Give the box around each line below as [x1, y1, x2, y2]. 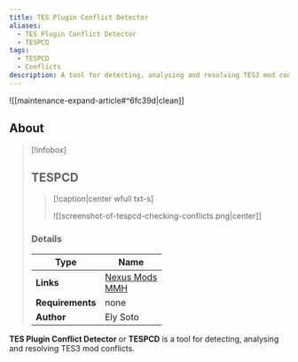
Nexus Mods [105, 271, 158, 283]
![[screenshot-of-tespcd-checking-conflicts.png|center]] [52, 210, 262, 222]
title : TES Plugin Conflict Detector [9, 12, 149, 22]
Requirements [35, 296, 97, 309]
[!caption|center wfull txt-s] [52, 193, 154, 204]
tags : [9, 46, 29, 55]
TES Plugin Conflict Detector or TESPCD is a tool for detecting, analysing [9, 334, 279, 344]
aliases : [9, 21, 42, 30]
